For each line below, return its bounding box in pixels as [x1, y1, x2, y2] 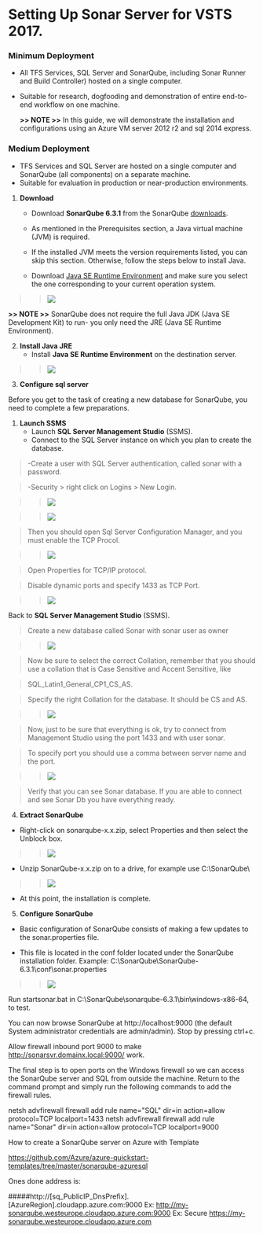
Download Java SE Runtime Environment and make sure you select [31, 271, 248, 280]
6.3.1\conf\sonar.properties [19, 964, 108, 974]
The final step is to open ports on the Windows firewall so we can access [8, 1065, 245, 1074]
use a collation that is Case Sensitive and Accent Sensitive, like [27, 664, 232, 673]
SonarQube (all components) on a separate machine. [19, 169, 191, 179]
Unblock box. [19, 834, 63, 843]
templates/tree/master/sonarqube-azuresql [8, 1161, 148, 1170]
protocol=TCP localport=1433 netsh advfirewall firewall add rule [8, 1114, 215, 1123]
